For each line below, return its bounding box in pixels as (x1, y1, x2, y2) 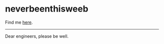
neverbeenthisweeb (5, 3, 89, 15)
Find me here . (5, 19, 33, 25)
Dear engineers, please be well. (5, 33, 69, 39)
